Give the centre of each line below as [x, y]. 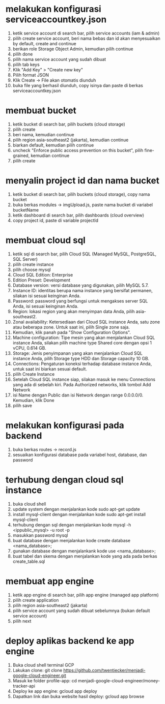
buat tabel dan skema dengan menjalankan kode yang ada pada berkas [85, 556]
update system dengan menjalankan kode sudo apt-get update [76, 509]
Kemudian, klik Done [33, 400]
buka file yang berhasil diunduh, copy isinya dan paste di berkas [78, 85]
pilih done [23, 54]
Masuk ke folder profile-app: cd [45, 680]
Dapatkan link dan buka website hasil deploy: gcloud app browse [78, 696]
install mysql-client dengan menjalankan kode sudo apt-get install [79, 514]
